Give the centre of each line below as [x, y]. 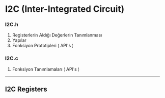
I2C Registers [26, 89]
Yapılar [19, 40]
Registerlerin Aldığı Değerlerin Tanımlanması [57, 35]
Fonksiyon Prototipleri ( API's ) [43, 46]
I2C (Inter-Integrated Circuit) [65, 9]
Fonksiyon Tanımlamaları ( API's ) [46, 69]
